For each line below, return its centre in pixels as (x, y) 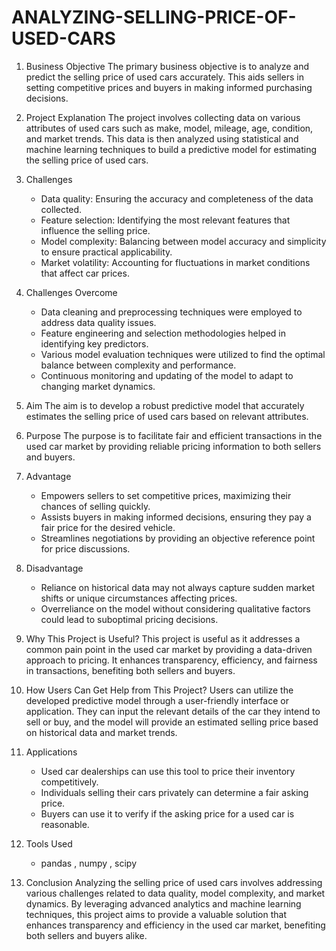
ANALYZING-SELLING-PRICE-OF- (154, 17)
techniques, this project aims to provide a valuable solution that (156, 914)
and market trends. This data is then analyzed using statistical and (162, 138)
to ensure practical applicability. (106, 252)
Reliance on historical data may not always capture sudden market (178, 587)
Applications (51, 752)
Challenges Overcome (71, 292)
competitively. (69, 782)
